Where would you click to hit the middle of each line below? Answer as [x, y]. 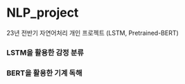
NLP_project [43, 13]
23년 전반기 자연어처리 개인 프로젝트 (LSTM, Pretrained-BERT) [93, 33]
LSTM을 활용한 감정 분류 [45, 52]
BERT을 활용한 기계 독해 [44, 73]
